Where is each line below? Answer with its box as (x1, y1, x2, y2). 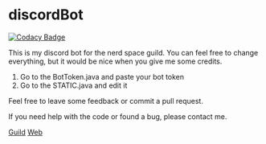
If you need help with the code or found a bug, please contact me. (8, 111, 227, 121)
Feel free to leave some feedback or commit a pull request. (8, 96, 203, 105)
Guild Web (8, 127, 43, 137)
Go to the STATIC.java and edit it (19, 80, 128, 90)
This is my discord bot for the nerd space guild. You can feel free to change (8, 47, 259, 57)
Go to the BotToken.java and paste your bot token (19, 72, 185, 81)
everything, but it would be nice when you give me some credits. (8, 56, 223, 66)
